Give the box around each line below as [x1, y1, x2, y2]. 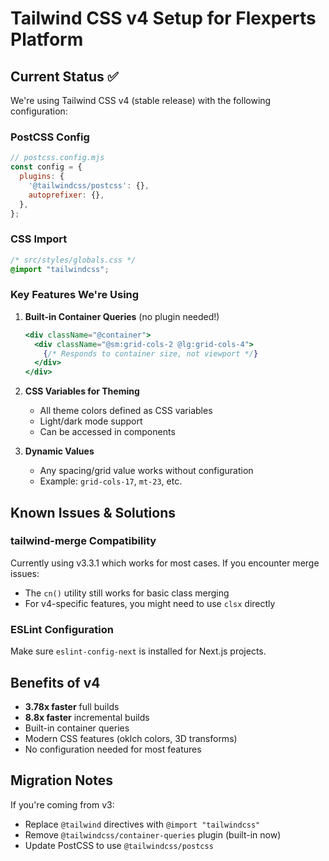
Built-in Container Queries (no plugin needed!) [24, 310, 220, 322]
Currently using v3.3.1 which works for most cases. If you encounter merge [10, 557, 320, 569]
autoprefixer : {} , [28, 190, 105, 200]
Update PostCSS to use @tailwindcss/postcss [24, 839, 214, 851]
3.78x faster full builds [24, 700, 120, 712]
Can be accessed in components [39, 426, 176, 438]
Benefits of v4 [10, 674, 101, 691]
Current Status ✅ [10, 68, 119, 85]
